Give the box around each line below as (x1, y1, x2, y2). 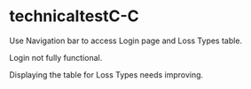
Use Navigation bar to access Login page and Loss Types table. (9, 35, 242, 46)
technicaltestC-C (9, 6, 139, 26)
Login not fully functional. (9, 52, 103, 63)
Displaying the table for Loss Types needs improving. (9, 69, 204, 80)
